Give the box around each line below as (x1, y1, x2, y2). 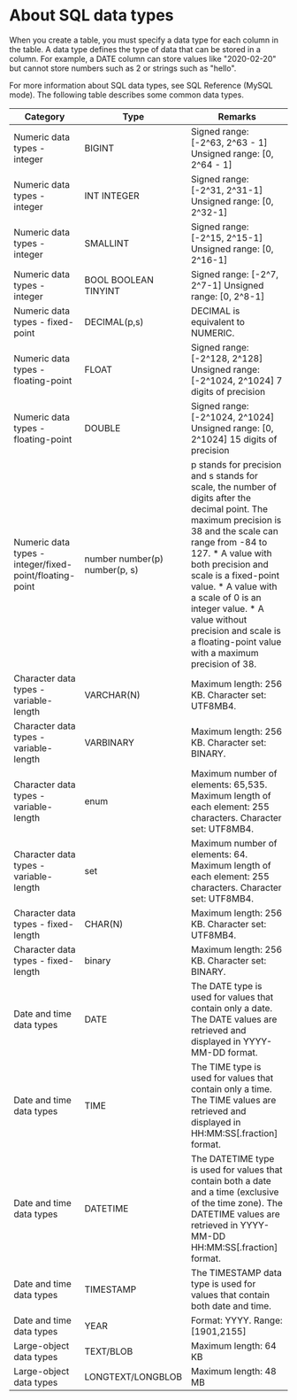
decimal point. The (190, 502, 268, 514)
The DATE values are (190, 1013, 278, 1025)
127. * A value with (190, 546, 272, 559)
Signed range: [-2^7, (190, 267, 279, 280)
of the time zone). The (190, 1196, 283, 1209)
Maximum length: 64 (190, 1339, 277, 1351)
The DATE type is (190, 979, 263, 992)
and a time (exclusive (190, 1186, 279, 1198)
